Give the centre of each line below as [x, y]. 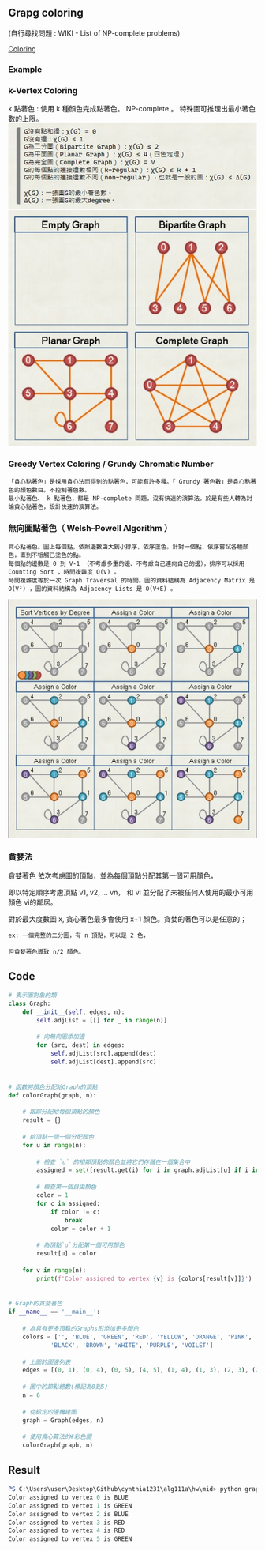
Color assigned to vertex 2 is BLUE [68, 1514]
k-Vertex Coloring [43, 90]
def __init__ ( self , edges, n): [74, 1012]
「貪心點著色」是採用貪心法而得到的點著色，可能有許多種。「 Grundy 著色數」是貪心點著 [132, 482]
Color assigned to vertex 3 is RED [67, 1523]
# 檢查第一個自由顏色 [67, 1187]
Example [25, 69]
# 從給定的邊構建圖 [50, 1412]
